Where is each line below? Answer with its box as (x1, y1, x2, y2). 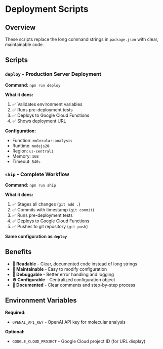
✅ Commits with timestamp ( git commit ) (12, 206, 95, 212)
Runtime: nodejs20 (12, 143, 50, 149)
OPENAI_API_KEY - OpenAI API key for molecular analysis (12, 319, 126, 325)
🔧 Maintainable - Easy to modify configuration (12, 266, 107, 272)
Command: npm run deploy (5, 82, 61, 88)
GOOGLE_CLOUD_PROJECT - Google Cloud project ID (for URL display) (12, 338, 146, 344)
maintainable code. (5, 42, 44, 48)
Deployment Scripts (5, 3, 89, 15)
